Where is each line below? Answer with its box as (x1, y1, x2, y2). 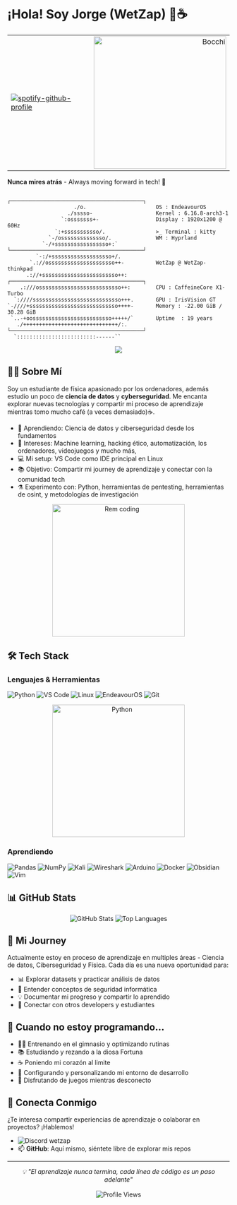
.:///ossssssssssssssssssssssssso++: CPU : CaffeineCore (20, 284, 213, 291)
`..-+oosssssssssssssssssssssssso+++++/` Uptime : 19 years (10, 314, 213, 322)
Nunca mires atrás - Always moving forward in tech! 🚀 (7, 177, 166, 186)
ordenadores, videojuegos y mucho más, (17, 446, 137, 455)
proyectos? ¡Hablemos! (7, 1122, 75, 1131)
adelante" (104, 1175, 133, 1184)
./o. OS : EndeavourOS (73, 203, 207, 210)
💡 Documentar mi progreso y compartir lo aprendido (17, 992, 171, 1001)
